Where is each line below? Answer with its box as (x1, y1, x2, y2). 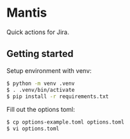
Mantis (6, 5, 48, 21)
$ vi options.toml (6, 125, 59, 133)
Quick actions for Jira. (6, 28, 70, 36)
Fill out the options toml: (6, 106, 75, 114)
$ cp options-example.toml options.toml (6, 119, 125, 126)
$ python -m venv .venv (6, 80, 75, 87)
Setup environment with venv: (6, 66, 92, 74)
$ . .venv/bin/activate (6, 86, 75, 93)
